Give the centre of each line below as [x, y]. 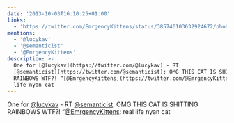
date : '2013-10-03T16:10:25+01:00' [59, 14]
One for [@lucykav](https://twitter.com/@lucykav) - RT [96, 65]
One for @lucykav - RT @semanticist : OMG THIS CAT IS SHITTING [103, 104]
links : [17, 20]
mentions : [22, 33]
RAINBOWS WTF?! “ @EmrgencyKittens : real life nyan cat [89, 112]
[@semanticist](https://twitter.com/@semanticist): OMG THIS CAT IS [115, 72]
